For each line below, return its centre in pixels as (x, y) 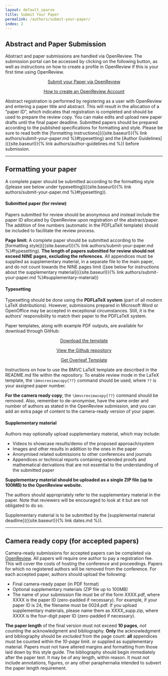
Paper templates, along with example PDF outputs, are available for (74, 326)
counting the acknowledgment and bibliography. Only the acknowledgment (83, 631)
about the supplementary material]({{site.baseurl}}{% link (64, 272)
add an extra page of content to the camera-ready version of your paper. (80, 411)
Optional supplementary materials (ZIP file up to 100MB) (70, 589)
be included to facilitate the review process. (50, 231)
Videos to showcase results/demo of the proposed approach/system (83, 444)
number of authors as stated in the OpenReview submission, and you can (80, 406)
